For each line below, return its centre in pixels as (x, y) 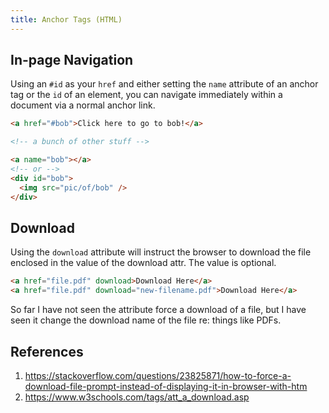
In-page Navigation (72, 60)
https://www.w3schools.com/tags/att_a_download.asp (137, 397)
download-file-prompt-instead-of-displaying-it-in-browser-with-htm (166, 386)
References (47, 351)
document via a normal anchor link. (83, 105)
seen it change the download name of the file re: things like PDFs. (146, 320)
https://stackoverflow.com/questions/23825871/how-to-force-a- (158, 375)
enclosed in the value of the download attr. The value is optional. (143, 263)
